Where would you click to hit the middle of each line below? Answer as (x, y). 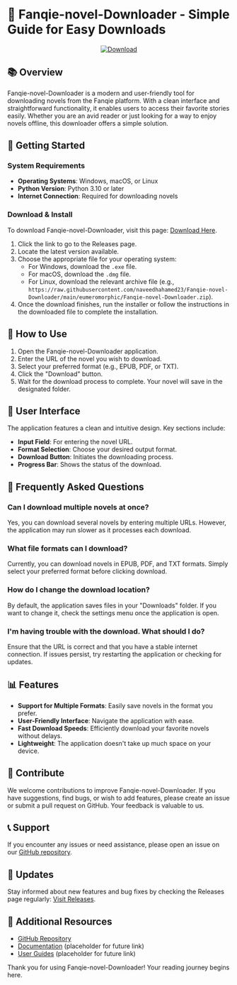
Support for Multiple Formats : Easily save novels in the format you (115, 705)
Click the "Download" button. (60, 374)
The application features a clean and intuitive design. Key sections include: (116, 428)
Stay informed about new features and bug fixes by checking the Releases (116, 892)
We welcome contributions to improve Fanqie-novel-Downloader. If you (111, 790)
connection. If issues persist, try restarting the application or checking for (115, 654)
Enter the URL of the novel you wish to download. (89, 358)
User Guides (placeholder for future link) (76, 953)
